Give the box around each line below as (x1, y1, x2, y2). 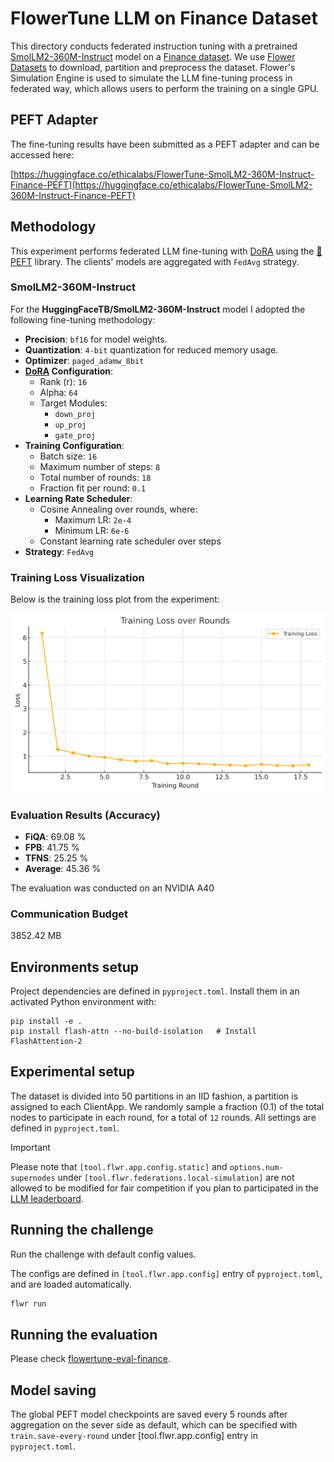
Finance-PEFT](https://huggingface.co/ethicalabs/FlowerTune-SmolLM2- (10, 178, 313, 191)
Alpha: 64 (39, 386, 78, 398)
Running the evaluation (10, 1326, 158, 1343)
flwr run (10, 1298, 47, 1309)
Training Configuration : (24, 439, 125, 451)
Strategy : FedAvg (24, 545, 95, 557)
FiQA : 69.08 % (24, 830, 87, 842)
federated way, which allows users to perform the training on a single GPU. (10, 82, 319, 94)
